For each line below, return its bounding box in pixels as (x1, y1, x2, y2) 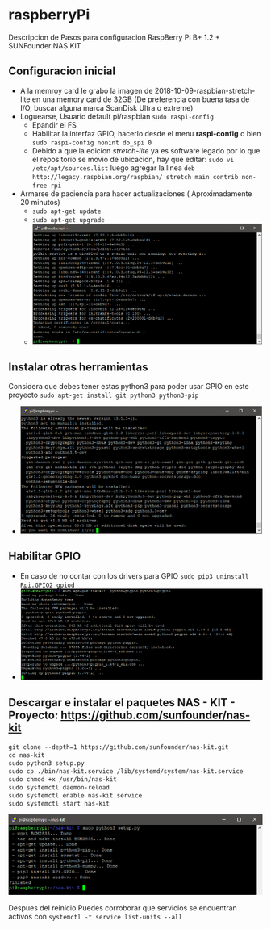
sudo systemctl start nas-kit (8, 800, 110, 808)
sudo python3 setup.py (8, 760, 85, 768)
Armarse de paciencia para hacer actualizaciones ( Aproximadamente (19, 188, 252, 199)
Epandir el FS (31, 119, 77, 130)
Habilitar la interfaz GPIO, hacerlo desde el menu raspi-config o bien (31, 128, 261, 138)
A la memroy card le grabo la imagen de (19, 86, 153, 95)
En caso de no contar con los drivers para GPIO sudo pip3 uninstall (19, 571, 249, 580)
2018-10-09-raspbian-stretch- (154, 86, 256, 95)
